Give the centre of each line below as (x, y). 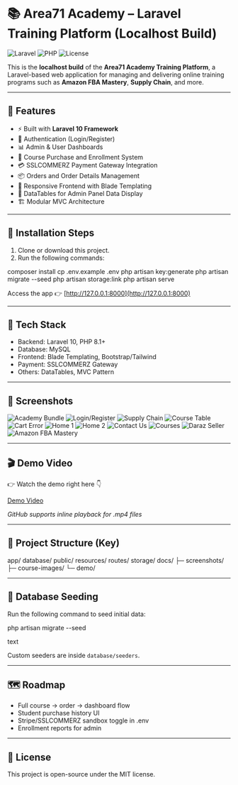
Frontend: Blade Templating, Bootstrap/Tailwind (87, 357)
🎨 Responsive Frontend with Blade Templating (85, 186)
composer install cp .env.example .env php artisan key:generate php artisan (118, 271)
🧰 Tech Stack (37, 325)
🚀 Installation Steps (51, 233)
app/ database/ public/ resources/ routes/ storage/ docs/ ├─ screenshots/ (116, 560)
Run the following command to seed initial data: (76, 614)
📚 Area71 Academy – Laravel (95, 14)
